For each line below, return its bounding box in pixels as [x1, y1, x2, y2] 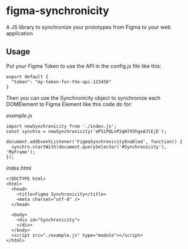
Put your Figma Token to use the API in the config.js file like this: [6, 62, 162, 69]
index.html [6, 164, 32, 171]
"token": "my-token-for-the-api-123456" [11, 79, 112, 85]
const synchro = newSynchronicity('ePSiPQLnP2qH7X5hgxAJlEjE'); [6, 128, 167, 134]
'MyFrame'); [6, 149, 35, 155]
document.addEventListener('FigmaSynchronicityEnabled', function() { [6, 139, 183, 144]
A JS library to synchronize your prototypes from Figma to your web [6, 23, 171, 31]
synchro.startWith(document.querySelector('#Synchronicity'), [11, 144, 167, 150]
